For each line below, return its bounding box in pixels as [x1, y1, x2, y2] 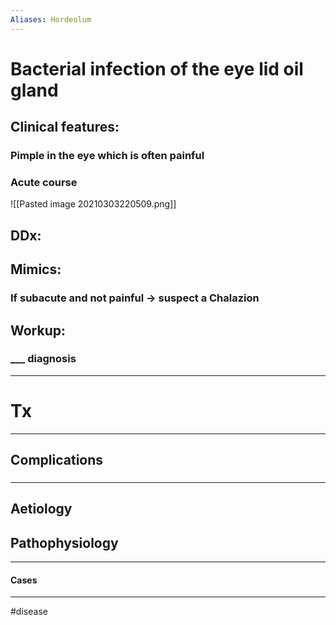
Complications [10, 452, 104, 469]
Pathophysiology [10, 534, 119, 551]
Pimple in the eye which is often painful [10, 149, 205, 163]
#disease [10, 606, 48, 618]
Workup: [10, 322, 67, 339]
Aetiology [10, 501, 73, 518]
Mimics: [10, 261, 62, 278]
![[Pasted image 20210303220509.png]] [10, 198, 177, 210]
